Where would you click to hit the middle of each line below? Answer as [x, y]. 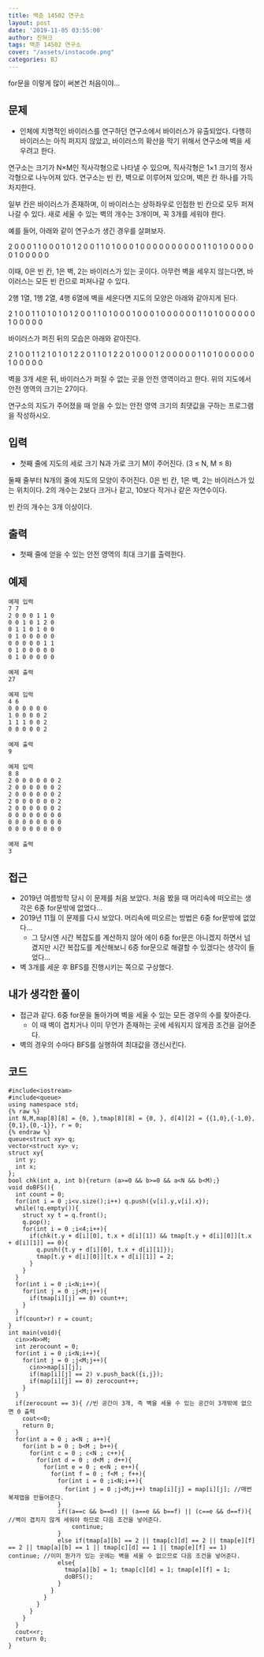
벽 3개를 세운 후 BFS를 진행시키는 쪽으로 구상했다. [97, 967]
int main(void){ [35, 1332]
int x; [26, 1166]
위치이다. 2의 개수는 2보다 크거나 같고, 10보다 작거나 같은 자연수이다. [121, 490]
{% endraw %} [30, 1132]
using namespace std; [44, 1104]
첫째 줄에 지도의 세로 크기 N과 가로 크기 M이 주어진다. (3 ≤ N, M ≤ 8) [126, 463]
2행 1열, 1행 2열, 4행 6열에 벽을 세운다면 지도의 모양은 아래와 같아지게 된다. [123, 298]
